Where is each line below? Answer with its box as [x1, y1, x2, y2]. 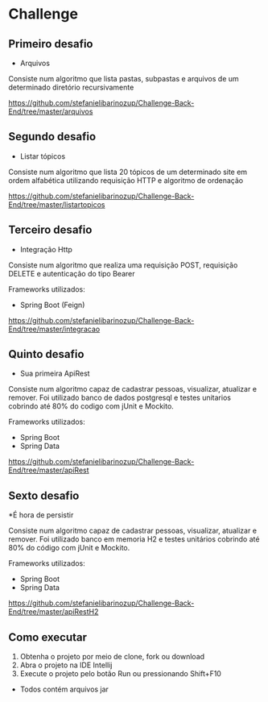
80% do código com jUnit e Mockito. [8, 543, 130, 553]
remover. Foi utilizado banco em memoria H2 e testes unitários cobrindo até [8, 534, 260, 544]
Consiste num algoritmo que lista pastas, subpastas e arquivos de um [8, 74, 239, 83]
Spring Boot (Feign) [19, 300, 85, 309]
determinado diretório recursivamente [8, 82, 134, 92]
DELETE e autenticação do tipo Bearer [8, 268, 135, 278]
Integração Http [19, 244, 72, 254]
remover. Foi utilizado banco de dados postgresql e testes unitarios [8, 393, 232, 403]
